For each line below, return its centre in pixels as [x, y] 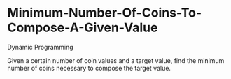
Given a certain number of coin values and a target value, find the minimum [116, 60]
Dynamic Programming [40, 47]
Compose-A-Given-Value [83, 28]
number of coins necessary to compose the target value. [89, 68]
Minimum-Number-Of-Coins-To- [105, 13]
